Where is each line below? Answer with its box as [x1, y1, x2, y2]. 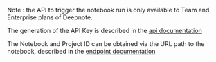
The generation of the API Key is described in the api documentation [7, 27, 202, 34]
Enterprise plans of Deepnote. [7, 13, 93, 21]
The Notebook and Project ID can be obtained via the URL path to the [7, 40, 205, 48]
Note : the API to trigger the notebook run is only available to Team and [7, 6, 210, 14]
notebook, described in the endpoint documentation [7, 48, 156, 55]
